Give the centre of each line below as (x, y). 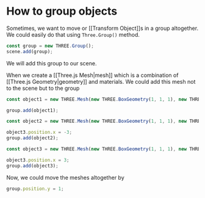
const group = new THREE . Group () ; (50, 46)
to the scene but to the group (43, 88)
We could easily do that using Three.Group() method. (73, 34)
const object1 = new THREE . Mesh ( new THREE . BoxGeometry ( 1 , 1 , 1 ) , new (97, 99)
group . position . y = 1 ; (35, 189)
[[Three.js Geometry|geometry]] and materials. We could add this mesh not (101, 81)
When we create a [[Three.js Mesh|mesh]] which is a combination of (92, 75)
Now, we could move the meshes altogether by (66, 177)
